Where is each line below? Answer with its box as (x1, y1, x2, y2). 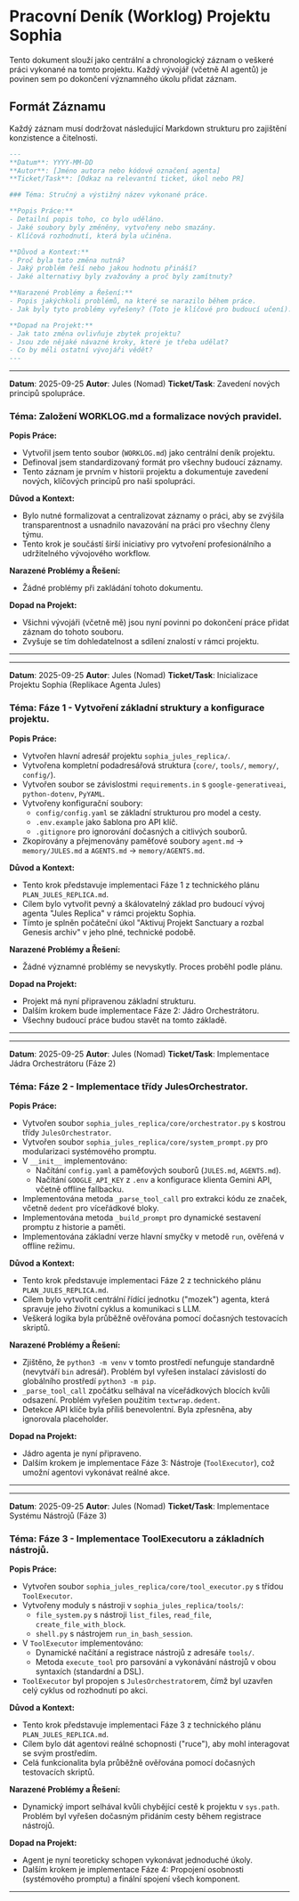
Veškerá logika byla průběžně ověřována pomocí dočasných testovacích (21, 1313, 288, 1323)
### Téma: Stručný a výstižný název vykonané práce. (9, 190, 209, 199)
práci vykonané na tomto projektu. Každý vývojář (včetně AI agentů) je (9, 64, 269, 75)
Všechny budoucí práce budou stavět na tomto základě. (21, 1015, 227, 1025)
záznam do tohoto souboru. (21, 627, 125, 637)
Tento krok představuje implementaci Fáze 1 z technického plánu (21, 879, 260, 890)
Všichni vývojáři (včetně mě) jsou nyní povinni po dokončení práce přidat (21, 617, 289, 628)
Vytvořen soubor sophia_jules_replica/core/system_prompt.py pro (21, 1137, 269, 1147)
